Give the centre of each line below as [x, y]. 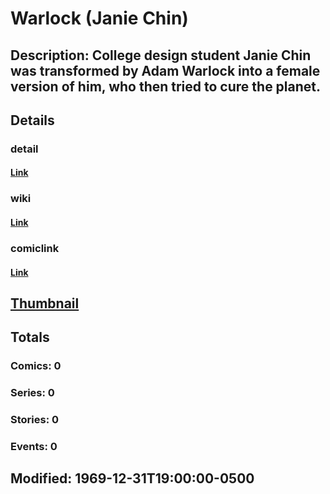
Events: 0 [34, 446]
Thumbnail [45, 303]
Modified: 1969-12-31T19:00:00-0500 [132, 478]
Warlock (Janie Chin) [99, 18]
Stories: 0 [35, 420]
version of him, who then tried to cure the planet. [166, 86]
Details [32, 120]
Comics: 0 [36, 366]
